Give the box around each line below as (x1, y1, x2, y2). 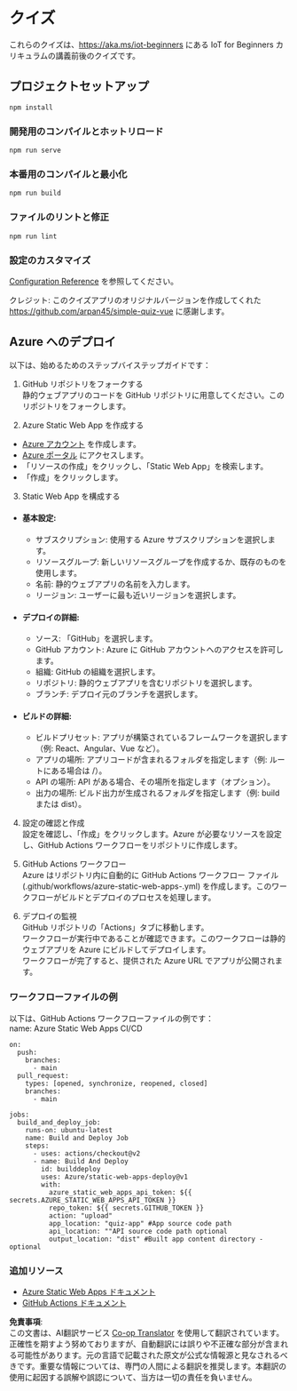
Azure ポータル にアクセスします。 (21, 450, 149, 460)
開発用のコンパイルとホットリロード (9, 125, 164, 138)
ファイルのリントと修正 (9, 211, 109, 223)
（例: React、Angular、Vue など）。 (35, 743, 165, 754)
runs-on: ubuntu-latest (25, 1125, 113, 1134)
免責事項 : (9, 1316, 43, 1327)
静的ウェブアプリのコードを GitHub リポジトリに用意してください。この (21, 389, 285, 400)
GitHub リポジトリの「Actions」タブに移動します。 (21, 922, 209, 933)
